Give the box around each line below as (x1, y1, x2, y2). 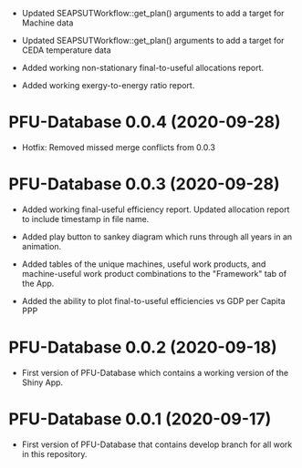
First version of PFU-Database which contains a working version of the (21, 367, 289, 378)
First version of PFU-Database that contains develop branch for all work (21, 439, 293, 450)
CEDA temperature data (21, 45, 111, 56)
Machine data (21, 17, 74, 28)
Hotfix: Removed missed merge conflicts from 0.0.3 (21, 141, 216, 153)
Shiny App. (21, 377, 64, 388)
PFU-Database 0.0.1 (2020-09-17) (8, 409, 272, 429)
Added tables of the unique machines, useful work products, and (21, 259, 266, 270)
